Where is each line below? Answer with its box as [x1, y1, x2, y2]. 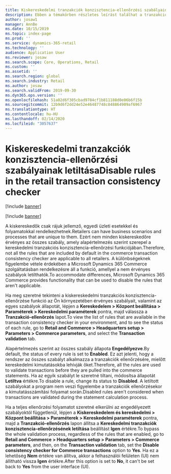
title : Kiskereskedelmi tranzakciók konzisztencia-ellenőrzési [5, 7, 142, 13]
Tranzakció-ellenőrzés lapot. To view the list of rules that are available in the [5, 314, 165, 320]
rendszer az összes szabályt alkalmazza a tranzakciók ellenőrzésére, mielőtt [5, 356, 166, 362]
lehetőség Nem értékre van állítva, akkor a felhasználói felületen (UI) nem [5, 453, 159, 459]
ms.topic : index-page [5, 31, 51, 36]
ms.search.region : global [5, 74, 60, 79]
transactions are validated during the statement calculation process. [5, 394, 148, 400]
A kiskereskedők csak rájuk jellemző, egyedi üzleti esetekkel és [5, 222, 138, 229]
